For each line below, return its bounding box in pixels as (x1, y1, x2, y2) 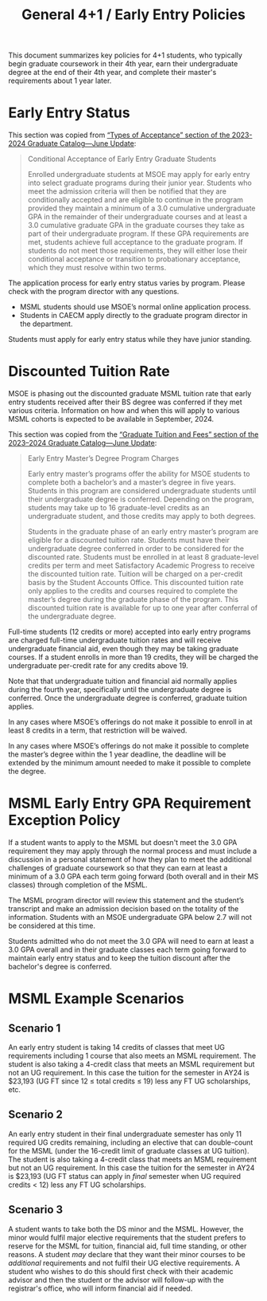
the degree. (8, 767, 46, 776)
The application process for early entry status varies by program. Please (8, 278, 246, 288)
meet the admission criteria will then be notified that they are (27, 187, 226, 196)
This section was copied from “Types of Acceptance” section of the (8, 130, 230, 140)
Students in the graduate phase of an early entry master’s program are (27, 527, 259, 537)
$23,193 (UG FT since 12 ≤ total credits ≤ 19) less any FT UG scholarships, (8, 1076, 251, 1086)
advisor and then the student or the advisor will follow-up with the (8, 1275, 224, 1284)
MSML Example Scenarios (8, 990, 184, 1008)
